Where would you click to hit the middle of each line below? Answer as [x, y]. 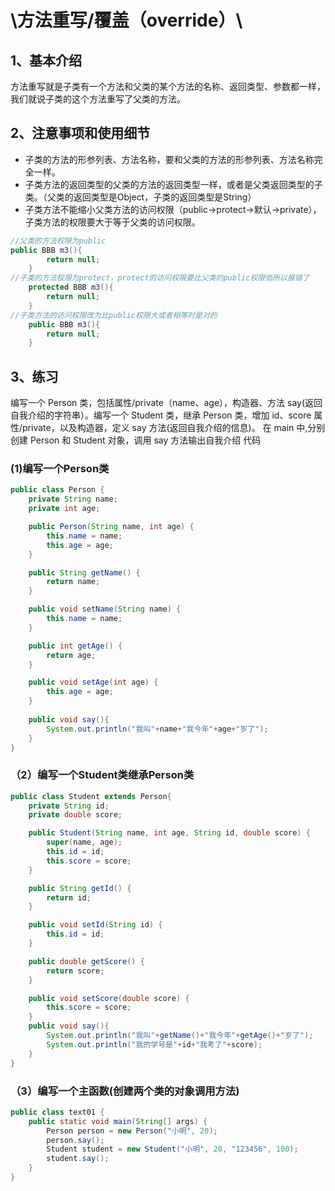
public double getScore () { [86, 961]
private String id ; [69, 806]
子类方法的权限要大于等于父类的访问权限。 [112, 222]
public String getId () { [80, 888]
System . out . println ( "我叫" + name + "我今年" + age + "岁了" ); [157, 729]
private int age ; [64, 509]
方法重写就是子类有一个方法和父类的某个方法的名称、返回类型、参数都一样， [168, 86]
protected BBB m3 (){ [71, 287]
